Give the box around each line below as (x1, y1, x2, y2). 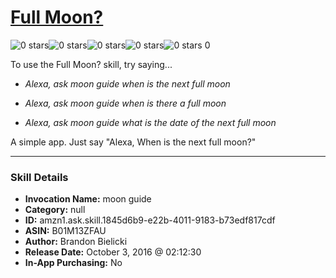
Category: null (24, 204, 86, 216)
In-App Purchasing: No (24, 257, 123, 269)
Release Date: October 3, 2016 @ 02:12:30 (24, 246, 202, 258)
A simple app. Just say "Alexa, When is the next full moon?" (10, 136, 257, 148)
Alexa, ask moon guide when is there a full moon (24, 97, 227, 109)
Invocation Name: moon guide (24, 193, 152, 205)
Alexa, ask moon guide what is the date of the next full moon (24, 116, 277, 128)
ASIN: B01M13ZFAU (24, 225, 107, 237)
